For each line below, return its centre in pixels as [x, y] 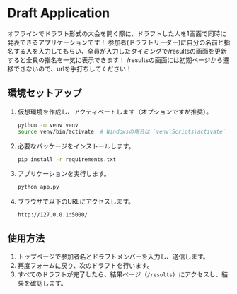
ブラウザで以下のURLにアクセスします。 [76, 201]
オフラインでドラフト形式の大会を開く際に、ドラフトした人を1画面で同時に [117, 33]
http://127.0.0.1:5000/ [53, 215]
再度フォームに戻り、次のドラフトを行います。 [85, 266]
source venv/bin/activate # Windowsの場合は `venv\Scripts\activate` [122, 131]
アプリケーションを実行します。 [64, 174]
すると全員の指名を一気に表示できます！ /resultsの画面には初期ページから [115, 60]
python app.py [38, 187]
